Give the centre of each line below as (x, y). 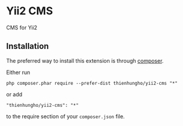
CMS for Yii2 (22, 27)
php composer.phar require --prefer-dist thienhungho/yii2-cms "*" (92, 83)
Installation (28, 46)
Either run (18, 72)
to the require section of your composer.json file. (65, 116)
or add (14, 94)
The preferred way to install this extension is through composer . (85, 60)
